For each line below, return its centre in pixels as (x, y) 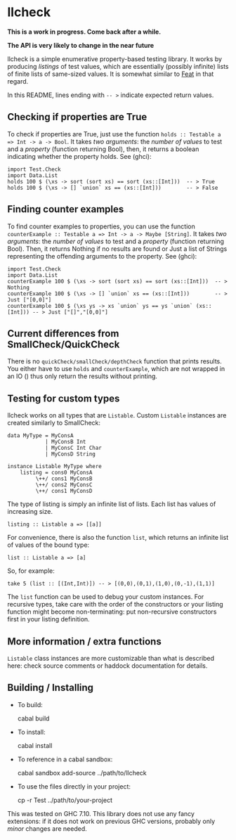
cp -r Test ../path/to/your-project (65, 800)
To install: (31, 732)
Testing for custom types (64, 398)
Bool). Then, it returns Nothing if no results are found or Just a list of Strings (117, 248)
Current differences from (63, 334)
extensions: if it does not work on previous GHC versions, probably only (111, 821)
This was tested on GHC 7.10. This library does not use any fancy (101, 813)
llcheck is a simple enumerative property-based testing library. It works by (115, 59)
